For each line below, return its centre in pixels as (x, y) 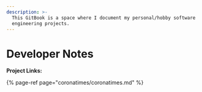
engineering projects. (41, 23)
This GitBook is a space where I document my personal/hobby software (104, 18)
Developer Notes (50, 54)
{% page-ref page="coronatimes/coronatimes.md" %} (75, 83)
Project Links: (24, 71)
